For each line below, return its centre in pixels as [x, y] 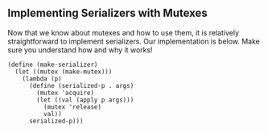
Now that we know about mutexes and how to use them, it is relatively [123, 32]
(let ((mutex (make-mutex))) [64, 72]
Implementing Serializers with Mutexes [108, 13]
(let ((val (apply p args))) [85, 100]
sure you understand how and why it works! [80, 50]
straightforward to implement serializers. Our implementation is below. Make [134, 41]
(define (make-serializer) [53, 64]
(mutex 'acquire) [65, 93]
